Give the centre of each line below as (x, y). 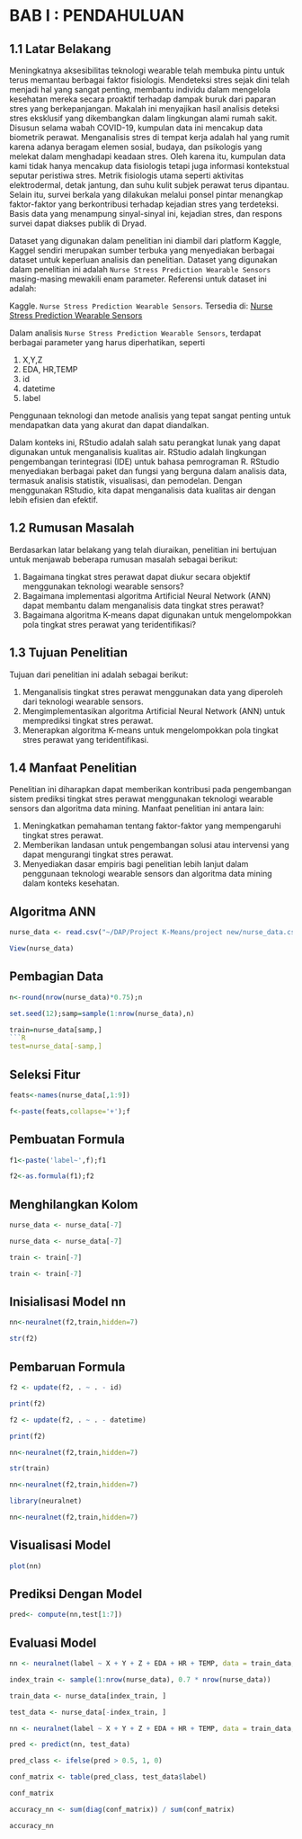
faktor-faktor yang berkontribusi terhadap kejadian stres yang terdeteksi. (144, 204)
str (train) (30, 1469)
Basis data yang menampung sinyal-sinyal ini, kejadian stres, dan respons (146, 214)
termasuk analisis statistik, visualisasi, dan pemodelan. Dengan (126, 481)
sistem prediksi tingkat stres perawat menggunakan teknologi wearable (142, 799)
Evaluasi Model (53, 1643)
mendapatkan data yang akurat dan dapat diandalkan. (109, 425)
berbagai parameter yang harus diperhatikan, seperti (107, 342)
